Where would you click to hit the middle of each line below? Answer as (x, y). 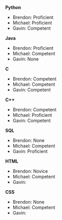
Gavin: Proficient (30, 151)
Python (13, 7)
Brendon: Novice (30, 171)
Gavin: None (26, 59)
